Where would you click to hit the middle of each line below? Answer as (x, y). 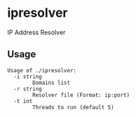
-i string (28, 76)
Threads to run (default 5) (73, 107)
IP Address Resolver (36, 32)
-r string (28, 89)
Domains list (52, 83)
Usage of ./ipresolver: (42, 70)
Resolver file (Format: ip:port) (81, 95)
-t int (23, 101)
